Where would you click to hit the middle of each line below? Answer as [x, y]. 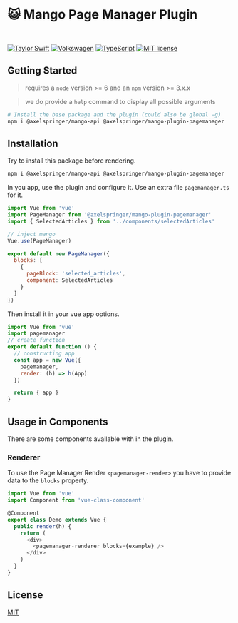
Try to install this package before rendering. [72, 161]
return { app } [36, 393]
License [25, 595]
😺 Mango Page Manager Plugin [103, 15]
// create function [36, 340]
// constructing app [44, 354]
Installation [33, 143]
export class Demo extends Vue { [57, 520]
